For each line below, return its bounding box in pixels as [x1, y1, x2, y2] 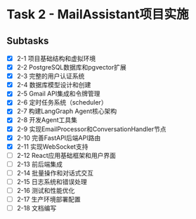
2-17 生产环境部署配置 [16, 195, 81, 204]
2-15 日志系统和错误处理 [16, 177, 87, 186]
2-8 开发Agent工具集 [16, 116, 78, 124]
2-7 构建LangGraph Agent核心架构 [16, 107, 117, 116]
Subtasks [6, 34, 49, 46]
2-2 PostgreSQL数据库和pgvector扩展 [16, 63, 127, 72]
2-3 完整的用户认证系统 [16, 72, 85, 81]
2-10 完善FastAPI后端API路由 [16, 133, 101, 142]
